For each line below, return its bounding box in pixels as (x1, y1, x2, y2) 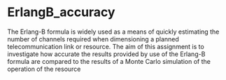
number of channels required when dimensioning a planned (7, 34, 180, 43)
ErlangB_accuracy (7, 4, 115, 20)
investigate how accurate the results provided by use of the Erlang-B (7, 50, 206, 58)
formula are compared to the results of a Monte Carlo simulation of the (7, 57, 211, 65)
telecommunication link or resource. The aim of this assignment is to (7, 42, 204, 51)
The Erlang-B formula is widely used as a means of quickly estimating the (7, 27, 220, 36)
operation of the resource (7, 65, 81, 73)
